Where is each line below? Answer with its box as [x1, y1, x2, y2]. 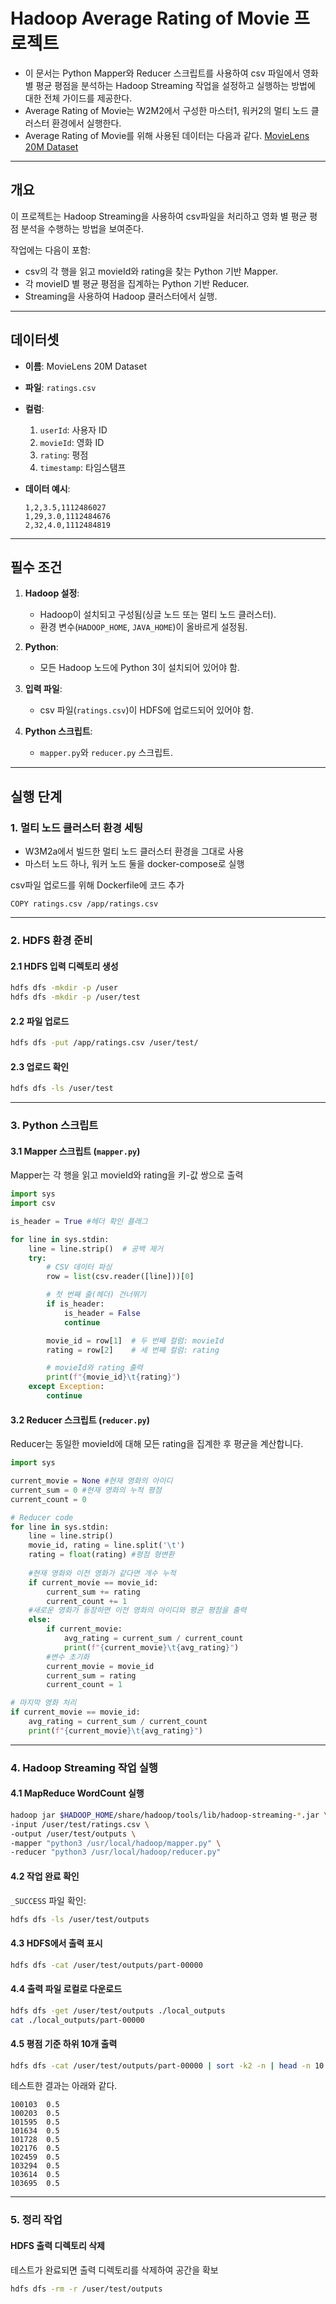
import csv [10, 1199, 56, 1209]
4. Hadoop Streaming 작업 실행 [10, 1760, 158, 1774]
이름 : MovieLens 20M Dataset [24, 360, 147, 372]
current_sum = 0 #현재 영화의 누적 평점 [10, 1485, 162, 1495]
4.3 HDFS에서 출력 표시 [10, 1937, 103, 1949]
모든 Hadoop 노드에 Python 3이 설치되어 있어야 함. [39, 662, 240, 674]
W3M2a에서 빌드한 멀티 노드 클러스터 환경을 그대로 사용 [24, 845, 245, 858]
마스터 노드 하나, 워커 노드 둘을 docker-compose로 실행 [24, 858, 245, 870]
